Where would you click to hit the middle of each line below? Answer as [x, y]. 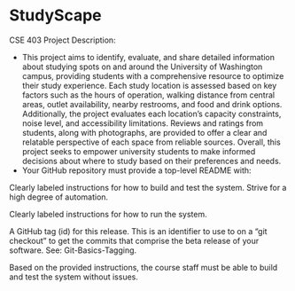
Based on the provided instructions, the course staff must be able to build [144, 267]
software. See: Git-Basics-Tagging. [73, 250]
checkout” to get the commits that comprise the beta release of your [134, 240]
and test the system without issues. [74, 277]
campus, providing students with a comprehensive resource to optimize [153, 75]
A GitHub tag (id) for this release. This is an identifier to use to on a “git [138, 231]
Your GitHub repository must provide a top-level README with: [136, 170]
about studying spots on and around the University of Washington [142, 67]
